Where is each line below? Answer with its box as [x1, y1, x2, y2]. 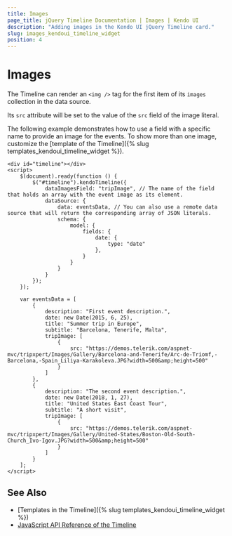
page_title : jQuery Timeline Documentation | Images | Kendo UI [7, 17, 199, 24]
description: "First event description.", [44, 308, 171, 315]
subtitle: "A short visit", [44, 407, 128, 414]
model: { [69, 222, 96, 229]
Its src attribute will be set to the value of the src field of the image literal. [7, 111, 219, 119]
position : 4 [7, 37, 42, 44]
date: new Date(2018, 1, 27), [44, 394, 133, 401]
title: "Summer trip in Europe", [44, 320, 142, 327]
